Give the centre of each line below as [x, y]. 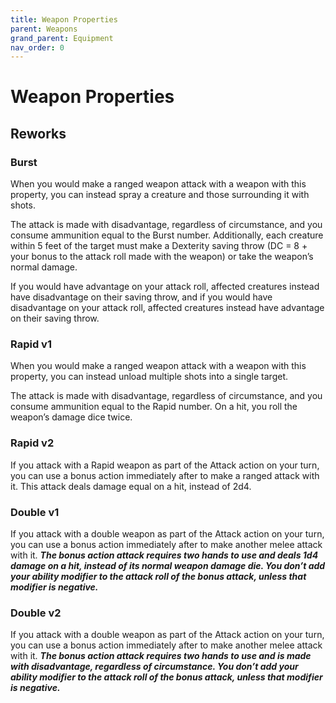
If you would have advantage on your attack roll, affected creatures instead [165, 287]
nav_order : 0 [37, 47]
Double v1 [35, 512]
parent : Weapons [44, 29]
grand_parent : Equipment [62, 38]
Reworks [38, 133]
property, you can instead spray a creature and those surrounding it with [160, 195]
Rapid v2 [32, 443]
